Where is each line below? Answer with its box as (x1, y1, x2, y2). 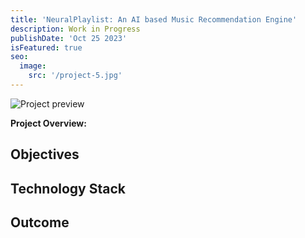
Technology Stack (10, 180, 126, 197)
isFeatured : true (10, 42, 83, 53)
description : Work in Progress (10, 24, 141, 34)
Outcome (10, 214, 70, 231)
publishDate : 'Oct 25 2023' (10, 33, 128, 43)
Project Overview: (10, 117, 87, 129)
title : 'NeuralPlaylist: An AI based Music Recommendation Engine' (10, 14, 298, 25)
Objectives (10, 146, 80, 163)
